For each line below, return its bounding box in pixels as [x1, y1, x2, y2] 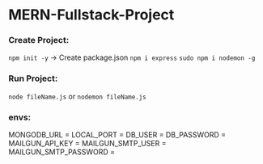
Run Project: [8, 73, 58, 84]
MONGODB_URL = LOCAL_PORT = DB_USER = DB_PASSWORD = [8, 130, 227, 140]
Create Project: [8, 35, 70, 46]
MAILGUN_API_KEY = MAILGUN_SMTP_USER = [8, 139, 167, 149]
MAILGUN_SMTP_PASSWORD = [8, 147, 116, 157]
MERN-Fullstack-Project [8, 6, 175, 24]
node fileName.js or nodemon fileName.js [8, 91, 147, 101]
